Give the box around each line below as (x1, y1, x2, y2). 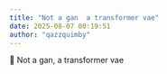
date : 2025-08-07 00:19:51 (9, 22, 111, 31)
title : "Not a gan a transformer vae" (9, 13, 160, 23)
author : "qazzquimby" (9, 30, 91, 39)
